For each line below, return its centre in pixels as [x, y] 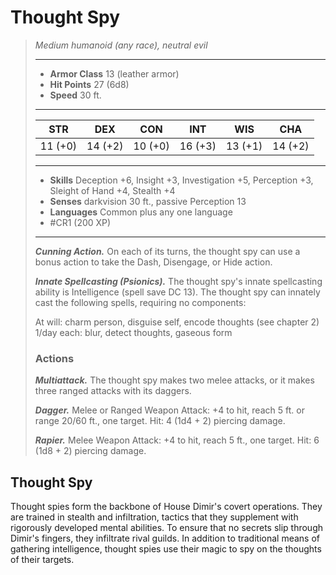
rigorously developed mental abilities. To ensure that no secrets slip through [167, 528]
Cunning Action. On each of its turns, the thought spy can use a [167, 251]
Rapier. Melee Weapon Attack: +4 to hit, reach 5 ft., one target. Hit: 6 [177, 440]
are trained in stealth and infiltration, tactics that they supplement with [154, 517]
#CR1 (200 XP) [80, 222]
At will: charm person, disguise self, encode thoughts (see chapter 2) [177, 322]
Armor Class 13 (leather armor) [114, 73]
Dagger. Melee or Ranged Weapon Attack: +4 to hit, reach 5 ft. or [169, 410]
